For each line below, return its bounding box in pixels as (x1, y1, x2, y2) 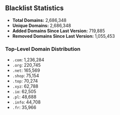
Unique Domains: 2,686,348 (12, 22, 71, 28)
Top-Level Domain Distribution (5, 45, 81, 52)
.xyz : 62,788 (12, 83, 39, 89)
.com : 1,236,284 (12, 57, 45, 63)
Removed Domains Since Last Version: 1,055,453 (12, 33, 115, 39)
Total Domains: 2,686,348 (12, 17, 67, 23)
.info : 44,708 (12, 99, 41, 105)
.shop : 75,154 (12, 73, 40, 79)
